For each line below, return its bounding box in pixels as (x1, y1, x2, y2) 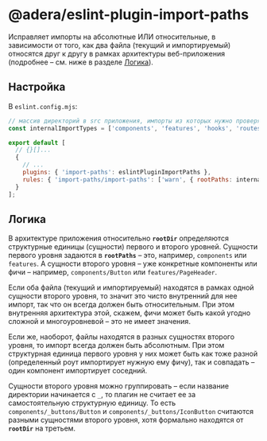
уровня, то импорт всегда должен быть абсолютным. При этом (8, 341, 225, 350)
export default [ (8, 139, 66, 146)
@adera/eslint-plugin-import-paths (8, 6, 249, 24)
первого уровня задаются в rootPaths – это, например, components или (8, 251, 247, 260)
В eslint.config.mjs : (8, 101, 78, 111)
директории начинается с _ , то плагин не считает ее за (8, 390, 196, 400)
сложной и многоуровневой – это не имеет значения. (8, 317, 191, 326)
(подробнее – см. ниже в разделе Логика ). (8, 57, 153, 67)
